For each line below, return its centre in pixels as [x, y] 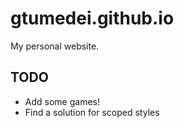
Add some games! [62, 101]
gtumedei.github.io [92, 18]
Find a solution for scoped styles [92, 112]
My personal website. [55, 46]
